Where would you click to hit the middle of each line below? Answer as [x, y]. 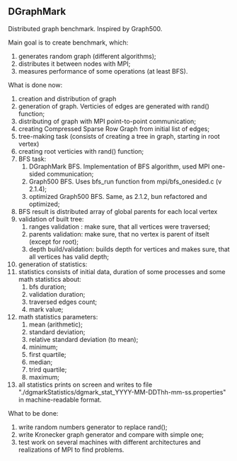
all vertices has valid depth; [69, 256]
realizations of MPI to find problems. [71, 450]
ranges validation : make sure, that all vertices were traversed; [120, 227]
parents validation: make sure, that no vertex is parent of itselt [119, 234]
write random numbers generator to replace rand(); [93, 427]
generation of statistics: [53, 264]
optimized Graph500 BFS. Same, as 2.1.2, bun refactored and [118, 196]
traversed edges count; [63, 302]
